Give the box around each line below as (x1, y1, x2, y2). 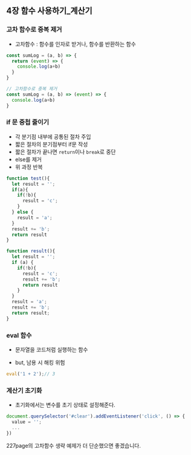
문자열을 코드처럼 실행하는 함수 (15, 346, 88, 353)
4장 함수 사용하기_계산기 (6, 5, 92, 16)
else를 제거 (15, 155, 42, 163)
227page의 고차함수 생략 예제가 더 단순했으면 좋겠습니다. (6, 442, 141, 449)
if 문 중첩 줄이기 (6, 118, 50, 126)
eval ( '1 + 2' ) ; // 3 (6, 371, 56, 377)
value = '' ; (11, 419, 42, 425)
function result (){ (6, 248, 56, 254)
